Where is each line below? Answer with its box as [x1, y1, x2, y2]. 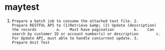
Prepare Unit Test [11, 40, 50, 45]
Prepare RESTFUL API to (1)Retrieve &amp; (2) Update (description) [11, 23, 157, 28]
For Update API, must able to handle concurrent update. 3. [11, 36, 139, 41]
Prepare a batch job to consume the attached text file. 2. [11, 19, 139, 24]
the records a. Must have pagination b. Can [11, 27, 154, 32]
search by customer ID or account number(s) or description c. [11, 31, 161, 36]
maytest [4, 1, 40, 13]
